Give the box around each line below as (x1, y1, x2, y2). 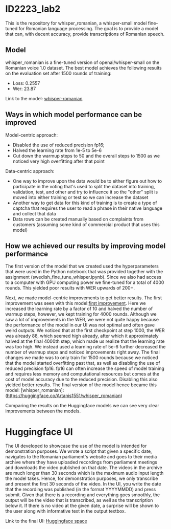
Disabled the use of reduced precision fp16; (12, 142, 105, 148)
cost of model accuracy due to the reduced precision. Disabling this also (5, 377, 158, 383)
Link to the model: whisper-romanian (5, 95, 83, 101)
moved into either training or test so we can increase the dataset (12, 194, 149, 200)
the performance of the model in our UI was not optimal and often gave (5, 322, 155, 328)
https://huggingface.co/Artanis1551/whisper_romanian (7, 392, 121, 399)
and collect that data (12, 210, 56, 216)
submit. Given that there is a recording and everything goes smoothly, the (5, 492, 160, 498)
